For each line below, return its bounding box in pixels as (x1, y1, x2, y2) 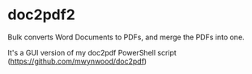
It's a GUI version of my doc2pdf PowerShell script (7, 47, 177, 57)
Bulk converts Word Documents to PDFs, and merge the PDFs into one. (7, 32, 245, 42)
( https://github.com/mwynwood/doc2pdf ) (7, 56, 147, 66)
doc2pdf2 (7, 6, 76, 24)
